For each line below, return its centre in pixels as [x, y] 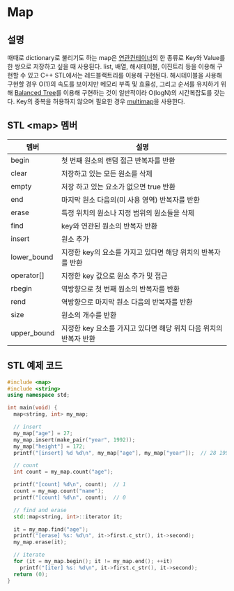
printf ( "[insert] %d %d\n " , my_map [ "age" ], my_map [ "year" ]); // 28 [115, 453]
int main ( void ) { [32, 408]
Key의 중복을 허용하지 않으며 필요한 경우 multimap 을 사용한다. [101, 101]
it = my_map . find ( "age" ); [51, 529]
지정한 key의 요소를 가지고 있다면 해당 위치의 [131, 252]
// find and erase [40, 510]
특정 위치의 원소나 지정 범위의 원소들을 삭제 [128, 212]
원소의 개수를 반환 [89, 315]
